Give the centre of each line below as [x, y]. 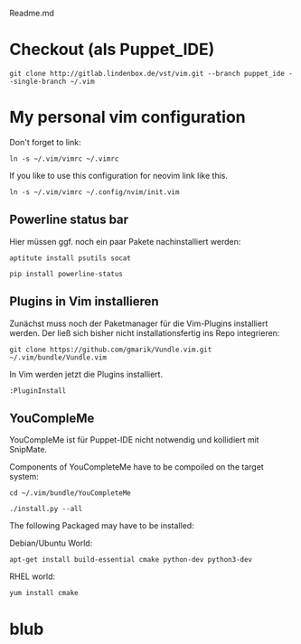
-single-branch [38, 81]
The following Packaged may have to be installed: [102, 526]
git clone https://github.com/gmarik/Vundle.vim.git [111, 350]
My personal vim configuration [127, 117]
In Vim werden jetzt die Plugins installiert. [86, 374]
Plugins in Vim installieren [85, 302]
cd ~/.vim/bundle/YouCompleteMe [70, 493]
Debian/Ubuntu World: [51, 543]
